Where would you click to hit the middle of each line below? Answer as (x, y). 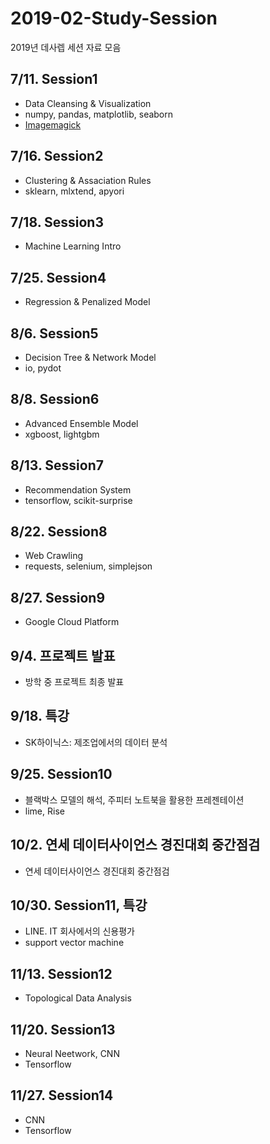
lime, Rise (44, 811)
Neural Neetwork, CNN (72, 1053)
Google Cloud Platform (72, 622)
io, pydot (43, 368)
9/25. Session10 (61, 774)
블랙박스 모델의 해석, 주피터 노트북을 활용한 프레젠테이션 (134, 799)
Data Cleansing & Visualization (88, 103)
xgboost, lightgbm (62, 434)
